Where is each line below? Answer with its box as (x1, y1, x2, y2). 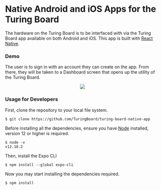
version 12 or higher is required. (5, 130, 70, 136)
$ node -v (5, 140, 26, 145)
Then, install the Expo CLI (5, 153, 57, 159)
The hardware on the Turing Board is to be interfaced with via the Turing (5, 30, 151, 36)
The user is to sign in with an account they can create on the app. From (5, 64, 149, 70)
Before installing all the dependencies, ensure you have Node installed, (5, 125, 149, 131)
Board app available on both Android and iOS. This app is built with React (5, 35, 153, 41)
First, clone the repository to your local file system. (5, 107, 108, 113)
